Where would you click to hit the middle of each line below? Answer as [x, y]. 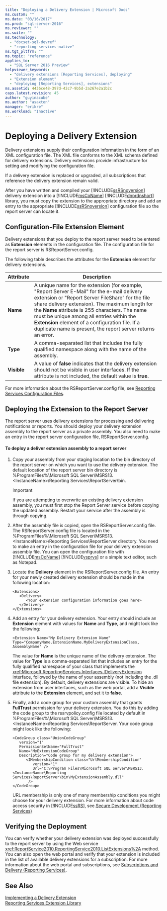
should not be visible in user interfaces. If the [86, 369]
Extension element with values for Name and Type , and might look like [85, 623]
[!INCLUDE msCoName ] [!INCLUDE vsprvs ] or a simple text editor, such [84, 557]
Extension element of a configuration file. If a [87, 322]
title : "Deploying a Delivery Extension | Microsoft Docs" [68, 10]
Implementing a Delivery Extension [41, 898]
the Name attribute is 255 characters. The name [90, 310]
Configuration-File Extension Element [65, 227]
